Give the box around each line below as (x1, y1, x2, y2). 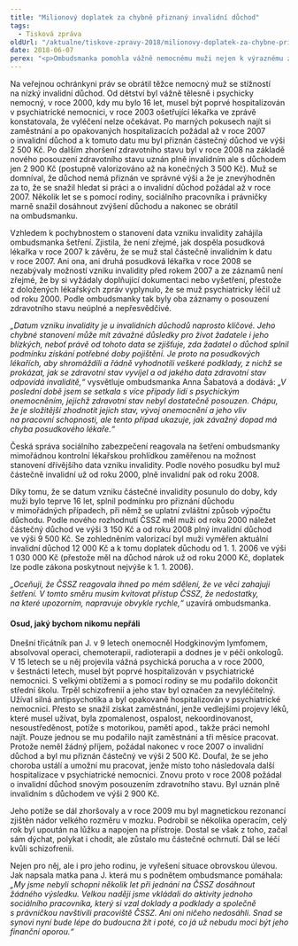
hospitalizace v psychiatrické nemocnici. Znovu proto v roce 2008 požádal (10, 770, 282, 780)
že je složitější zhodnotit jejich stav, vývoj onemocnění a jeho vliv (10, 405, 247, 415)
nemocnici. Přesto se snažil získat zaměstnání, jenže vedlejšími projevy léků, (10, 704, 289, 715)
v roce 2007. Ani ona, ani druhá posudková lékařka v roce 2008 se (10, 256, 252, 266)
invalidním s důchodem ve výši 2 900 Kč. (10, 788, 160, 799)
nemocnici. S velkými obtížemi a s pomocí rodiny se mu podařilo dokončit (10, 676, 278, 686)
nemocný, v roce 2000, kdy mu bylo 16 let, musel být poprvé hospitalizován (10, 98, 286, 107)
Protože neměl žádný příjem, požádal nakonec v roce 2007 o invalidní (10, 741, 264, 752)
